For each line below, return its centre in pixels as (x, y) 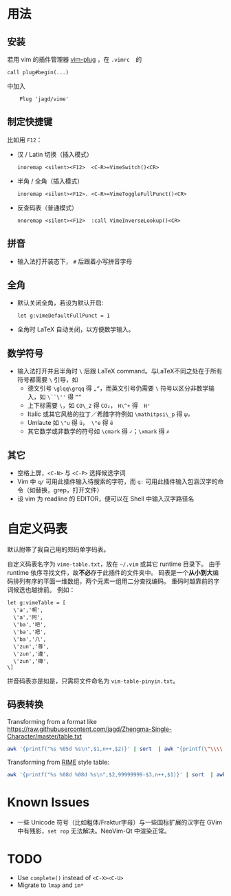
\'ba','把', (30, 632)
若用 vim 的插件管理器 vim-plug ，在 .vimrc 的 (75, 59)
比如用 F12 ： (25, 140)
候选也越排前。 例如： (44, 590)
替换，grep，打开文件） (69, 490)
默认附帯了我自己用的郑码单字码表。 (58, 549)
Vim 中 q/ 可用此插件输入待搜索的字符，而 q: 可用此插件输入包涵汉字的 (117, 481)
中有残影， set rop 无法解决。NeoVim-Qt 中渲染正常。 (93, 831)
